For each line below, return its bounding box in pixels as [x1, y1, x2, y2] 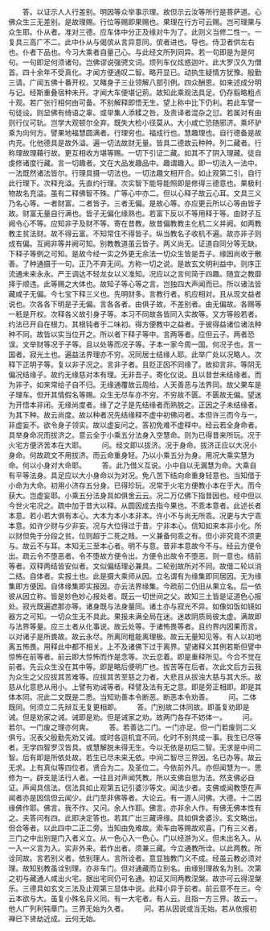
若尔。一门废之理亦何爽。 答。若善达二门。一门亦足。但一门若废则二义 [8, 722, 257, 732]
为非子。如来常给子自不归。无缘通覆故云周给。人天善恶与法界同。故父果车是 [8, 380, 262, 389]
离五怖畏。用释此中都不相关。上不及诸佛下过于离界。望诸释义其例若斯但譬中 [8, 642, 262, 651]
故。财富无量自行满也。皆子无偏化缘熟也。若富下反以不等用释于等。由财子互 [8, 209, 262, 218]
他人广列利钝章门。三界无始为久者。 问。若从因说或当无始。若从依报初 [8, 904, 257, 913]
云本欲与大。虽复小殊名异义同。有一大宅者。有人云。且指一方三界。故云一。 [8, 894, 262, 903]
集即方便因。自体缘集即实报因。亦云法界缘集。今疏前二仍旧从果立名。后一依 [8, 581, 262, 591]
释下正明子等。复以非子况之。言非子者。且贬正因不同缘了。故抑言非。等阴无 [8, 360, 262, 369]
